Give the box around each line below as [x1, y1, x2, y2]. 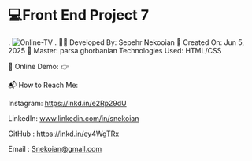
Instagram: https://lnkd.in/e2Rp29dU [8, 98, 128, 108]
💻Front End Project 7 [8, 6, 150, 24]
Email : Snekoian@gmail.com [8, 144, 102, 153]
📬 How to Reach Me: [8, 80, 79, 90]
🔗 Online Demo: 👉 [8, 61, 69, 71]
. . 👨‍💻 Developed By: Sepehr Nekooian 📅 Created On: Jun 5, [8, 37, 245, 47]
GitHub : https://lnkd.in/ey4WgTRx [8, 129, 120, 138]
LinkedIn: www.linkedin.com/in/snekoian [8, 113, 139, 123]
